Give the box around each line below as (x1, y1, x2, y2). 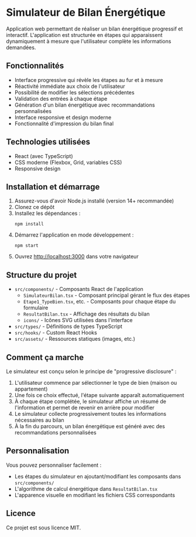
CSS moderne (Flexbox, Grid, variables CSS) (14, 159, 122, 166)
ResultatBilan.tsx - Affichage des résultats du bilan (23, 310, 150, 317)
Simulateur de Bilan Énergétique (6, 6, 166, 19)
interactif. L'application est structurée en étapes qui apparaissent (6, 31, 163, 38)
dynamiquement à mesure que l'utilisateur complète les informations (6, 37, 171, 45)
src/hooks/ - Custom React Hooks (14, 329, 98, 336)
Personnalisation (6, 446, 70, 456)
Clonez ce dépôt (14, 204, 55, 211)
